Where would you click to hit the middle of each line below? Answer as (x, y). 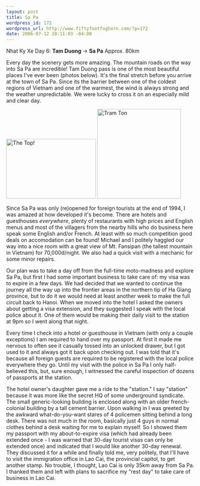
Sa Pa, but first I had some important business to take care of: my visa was (98, 277)
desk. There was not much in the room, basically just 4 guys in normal (93, 421)
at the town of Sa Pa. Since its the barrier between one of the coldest (91, 82)
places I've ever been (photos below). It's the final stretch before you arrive (99, 75)
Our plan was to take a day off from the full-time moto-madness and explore (100, 271)
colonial (16, 408)
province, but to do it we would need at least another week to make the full (98, 296)
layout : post (22, 12)
